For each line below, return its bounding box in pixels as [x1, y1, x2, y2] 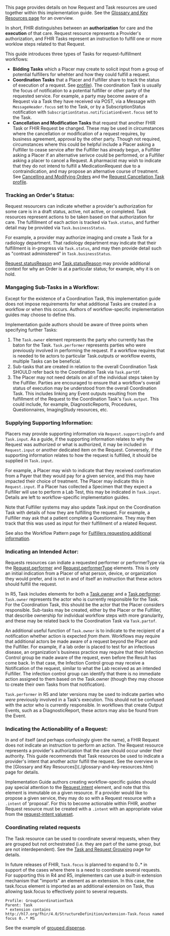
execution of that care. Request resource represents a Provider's [5, 30, 141, 36]
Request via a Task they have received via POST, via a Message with [12, 98, 156, 104]
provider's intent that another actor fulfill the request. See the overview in [5, 758, 158, 764]
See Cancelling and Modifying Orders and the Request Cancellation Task [12, 174, 164, 179]
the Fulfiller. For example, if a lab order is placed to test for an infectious [5, 644, 155, 650]
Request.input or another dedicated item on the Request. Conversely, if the [5, 447, 162, 453]
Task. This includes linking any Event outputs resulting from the [12, 390, 145, 397]
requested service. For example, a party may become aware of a [12, 93, 148, 99]
